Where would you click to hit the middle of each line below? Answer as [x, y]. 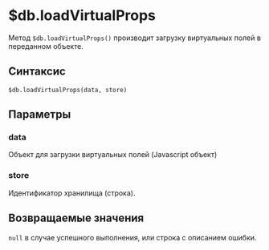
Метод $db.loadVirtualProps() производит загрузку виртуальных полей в [134, 38]
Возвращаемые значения [76, 218]
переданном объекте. [46, 46]
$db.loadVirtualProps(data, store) [68, 90]
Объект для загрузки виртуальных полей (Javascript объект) [113, 155]
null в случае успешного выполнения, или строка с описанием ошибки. [132, 237]
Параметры [40, 115]
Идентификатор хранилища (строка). [72, 193]
